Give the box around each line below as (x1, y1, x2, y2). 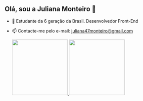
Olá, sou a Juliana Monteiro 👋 (4, 5, 96, 13)
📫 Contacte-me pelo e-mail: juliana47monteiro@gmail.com (11, 28, 133, 34)
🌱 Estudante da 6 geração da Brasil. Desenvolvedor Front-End (11, 18, 139, 24)
